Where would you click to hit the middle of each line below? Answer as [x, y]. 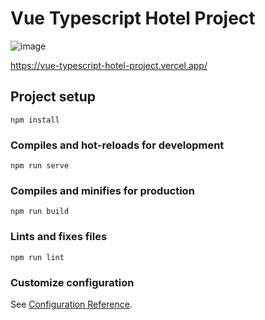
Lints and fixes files [59, 237]
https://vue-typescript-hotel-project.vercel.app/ [109, 65]
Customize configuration [72, 282]
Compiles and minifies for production [102, 190]
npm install [35, 120]
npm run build [40, 212]
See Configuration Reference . [71, 304]
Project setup [53, 97]
